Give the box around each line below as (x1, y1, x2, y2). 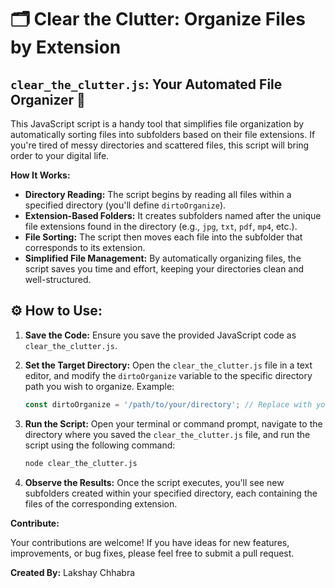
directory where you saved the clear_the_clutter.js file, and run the (24, 428, 311, 440)
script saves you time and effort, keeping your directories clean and (24, 263, 305, 275)
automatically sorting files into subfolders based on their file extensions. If (10, 129, 316, 140)
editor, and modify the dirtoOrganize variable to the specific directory (24, 369, 313, 381)
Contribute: (10, 517, 60, 529)
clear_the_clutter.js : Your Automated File (10, 76, 283, 93)
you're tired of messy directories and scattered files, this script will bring (10, 139, 310, 151)
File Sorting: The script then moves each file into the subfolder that (24, 231, 303, 243)
